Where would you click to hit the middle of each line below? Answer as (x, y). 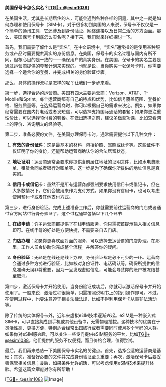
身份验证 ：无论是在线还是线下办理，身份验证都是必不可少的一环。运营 (84, 257)
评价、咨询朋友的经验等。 (40, 124)
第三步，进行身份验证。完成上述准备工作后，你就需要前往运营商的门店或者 (81, 207)
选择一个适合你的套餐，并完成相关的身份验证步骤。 (57, 72)
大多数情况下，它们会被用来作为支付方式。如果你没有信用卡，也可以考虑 (86, 191)
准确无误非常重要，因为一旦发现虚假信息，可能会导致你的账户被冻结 (86, 270)
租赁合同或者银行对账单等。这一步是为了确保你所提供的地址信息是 (88, 168)
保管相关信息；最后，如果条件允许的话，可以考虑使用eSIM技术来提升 (79, 363)
